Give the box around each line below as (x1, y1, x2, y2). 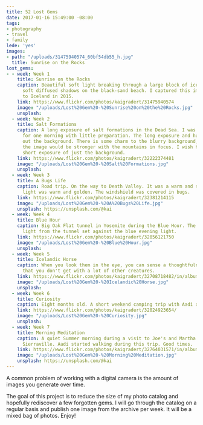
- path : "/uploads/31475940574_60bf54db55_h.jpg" (6, 54, 134, 60)
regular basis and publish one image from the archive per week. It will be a (6, 405, 192, 412)
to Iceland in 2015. (22, 93, 74, 99)
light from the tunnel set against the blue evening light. (22, 228, 177, 234)
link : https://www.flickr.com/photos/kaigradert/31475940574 (17, 99, 174, 105)
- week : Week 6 (11, 290, 50, 297)
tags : (6, 20, 20, 26)
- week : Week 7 (11, 324, 50, 330)
